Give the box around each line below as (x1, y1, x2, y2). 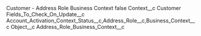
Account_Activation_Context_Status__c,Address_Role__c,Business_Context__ (6, 17, 195, 24)
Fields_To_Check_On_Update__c (6, 11, 85, 18)
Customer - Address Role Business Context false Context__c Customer (6, 5, 181, 11)
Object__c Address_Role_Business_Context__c (10, 24, 125, 30)
